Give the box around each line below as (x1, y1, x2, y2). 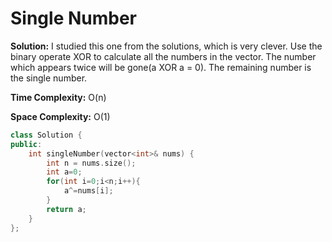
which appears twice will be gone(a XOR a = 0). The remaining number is (10, 61, 312, 73)
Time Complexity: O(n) (10, 91, 107, 103)
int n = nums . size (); (46, 158, 137, 168)
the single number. (10, 72, 88, 84)
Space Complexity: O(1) (10, 110, 111, 122)
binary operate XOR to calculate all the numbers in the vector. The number (10, 50, 317, 62)
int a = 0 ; (46, 167, 83, 177)
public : (10, 139, 43, 149)
